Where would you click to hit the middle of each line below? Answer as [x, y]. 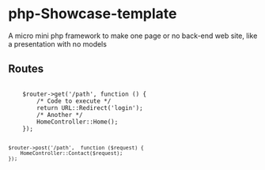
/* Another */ [60, 115]
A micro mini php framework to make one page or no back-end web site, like [133, 36]
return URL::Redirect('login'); [90, 108]
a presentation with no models [57, 43]
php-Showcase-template [93, 14]
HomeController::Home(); [78, 122]
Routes [26, 69]
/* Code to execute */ [74, 101]
